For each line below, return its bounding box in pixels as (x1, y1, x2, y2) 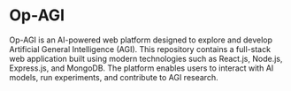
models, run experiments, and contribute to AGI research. (9, 72, 218, 82)
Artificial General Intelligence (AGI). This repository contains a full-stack (9, 43, 272, 54)
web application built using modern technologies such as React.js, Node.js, (9, 53, 283, 64)
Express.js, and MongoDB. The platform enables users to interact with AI (9, 63, 274, 73)
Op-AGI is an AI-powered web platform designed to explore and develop (9, 34, 272, 45)
